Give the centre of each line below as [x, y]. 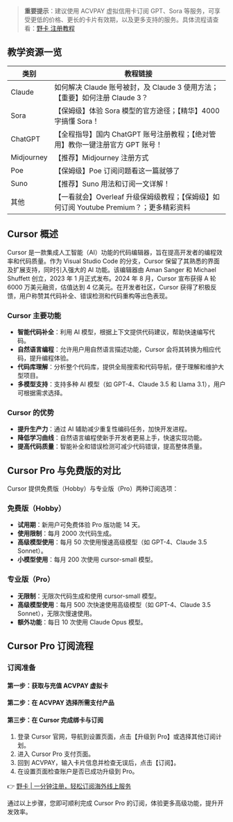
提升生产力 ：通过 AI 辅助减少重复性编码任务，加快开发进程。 [104, 429]
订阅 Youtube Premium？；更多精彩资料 [126, 207]
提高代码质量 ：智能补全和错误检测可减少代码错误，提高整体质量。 [111, 446]
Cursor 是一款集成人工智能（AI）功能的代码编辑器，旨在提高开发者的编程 [112, 252]
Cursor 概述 [33, 234]
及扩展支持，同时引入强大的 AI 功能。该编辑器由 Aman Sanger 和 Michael [112, 269]
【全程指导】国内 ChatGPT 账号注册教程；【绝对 [132, 134]
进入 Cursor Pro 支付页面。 [56, 754]
